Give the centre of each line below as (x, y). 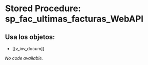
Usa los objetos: (30, 37)
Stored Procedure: (43, 9)
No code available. (24, 58)
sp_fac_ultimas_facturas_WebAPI (74, 19)
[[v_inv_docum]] (28, 49)
